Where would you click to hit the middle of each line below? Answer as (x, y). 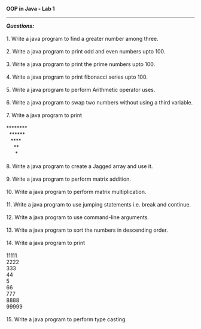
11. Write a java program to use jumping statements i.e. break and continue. (99, 204)
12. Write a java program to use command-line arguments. (78, 217)
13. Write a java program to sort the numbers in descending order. (87, 230)
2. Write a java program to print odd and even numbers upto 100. (86, 51)
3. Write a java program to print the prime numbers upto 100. (81, 64)
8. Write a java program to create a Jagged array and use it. (80, 166)
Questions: (20, 26)
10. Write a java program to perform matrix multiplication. (76, 192)
